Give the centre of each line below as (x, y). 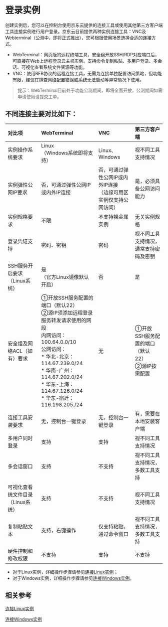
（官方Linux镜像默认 (65, 277)
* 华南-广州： (58, 370)
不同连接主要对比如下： (41, 114)
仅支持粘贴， (113, 526)
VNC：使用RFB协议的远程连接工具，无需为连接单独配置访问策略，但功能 (87, 73)
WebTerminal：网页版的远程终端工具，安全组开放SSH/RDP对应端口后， (86, 54)
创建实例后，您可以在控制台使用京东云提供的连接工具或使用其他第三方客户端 (84, 25)
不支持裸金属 (113, 217)
